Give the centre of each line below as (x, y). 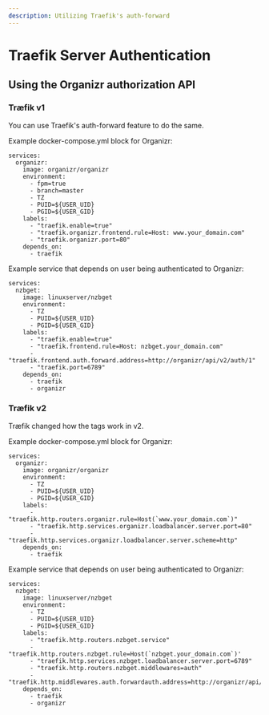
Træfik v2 (27, 408)
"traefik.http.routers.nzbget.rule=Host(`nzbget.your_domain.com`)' (125, 654)
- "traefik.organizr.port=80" (80, 240)
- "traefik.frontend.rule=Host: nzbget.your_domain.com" (126, 346)
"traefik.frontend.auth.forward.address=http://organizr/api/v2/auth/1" (132, 360)
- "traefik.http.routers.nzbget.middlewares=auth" (116, 668)
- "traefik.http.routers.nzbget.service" (100, 640)
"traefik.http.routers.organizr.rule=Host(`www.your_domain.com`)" (123, 519)
